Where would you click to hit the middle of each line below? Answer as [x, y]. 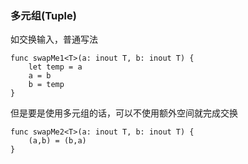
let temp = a [55, 67]
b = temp [46, 85]
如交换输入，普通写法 [54, 39]
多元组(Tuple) [43, 15]
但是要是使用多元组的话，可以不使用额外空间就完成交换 [124, 113]
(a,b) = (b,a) [57, 141]
